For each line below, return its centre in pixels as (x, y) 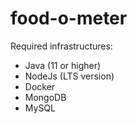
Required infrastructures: (61, 46)
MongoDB (45, 97)
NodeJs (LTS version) (69, 76)
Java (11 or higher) (63, 65)
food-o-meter (69, 18)
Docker (40, 86)
